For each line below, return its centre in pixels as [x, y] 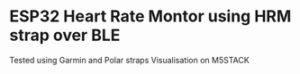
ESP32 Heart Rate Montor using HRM [150, 16]
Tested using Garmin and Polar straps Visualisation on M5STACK [129, 60]
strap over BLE [65, 35]
